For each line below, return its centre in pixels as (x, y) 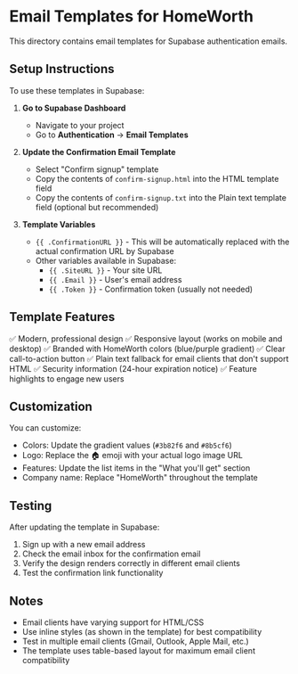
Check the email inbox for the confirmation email (111, 554)
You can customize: (45, 428)
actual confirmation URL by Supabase (105, 251)
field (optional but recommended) (97, 207)
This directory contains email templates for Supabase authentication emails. (148, 41)
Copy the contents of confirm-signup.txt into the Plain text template (161, 197)
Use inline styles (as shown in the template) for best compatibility (142, 632)
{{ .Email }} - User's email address (115, 279)
